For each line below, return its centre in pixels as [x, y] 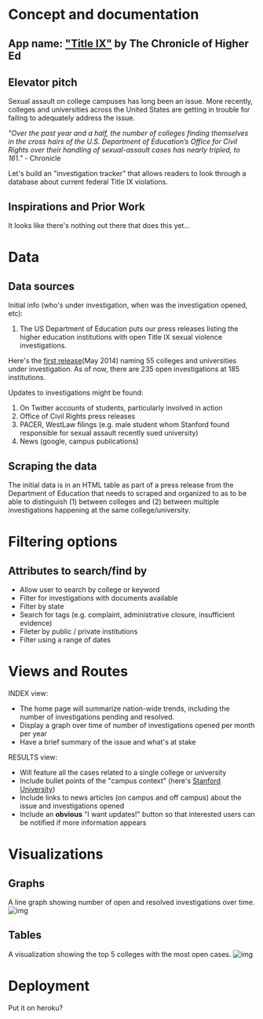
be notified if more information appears [83, 822]
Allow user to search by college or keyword [89, 590]
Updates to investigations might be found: [76, 393]
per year [33, 734]
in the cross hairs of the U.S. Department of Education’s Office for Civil [123, 142]
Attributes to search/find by [78, 570]
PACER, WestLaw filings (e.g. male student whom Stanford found [124, 425]
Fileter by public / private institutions [79, 631]
